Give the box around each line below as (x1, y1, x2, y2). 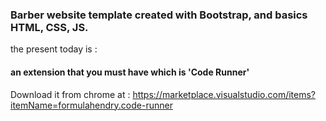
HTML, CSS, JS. (10, 20, 89, 34)
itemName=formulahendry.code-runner (10, 99, 173, 111)
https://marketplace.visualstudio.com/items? (132, 88, 317, 100)
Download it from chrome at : (10, 88, 131, 100)
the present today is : (10, 43, 98, 55)
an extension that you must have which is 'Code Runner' (10, 66, 250, 78)
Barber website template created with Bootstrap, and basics (10, 8, 308, 22)
